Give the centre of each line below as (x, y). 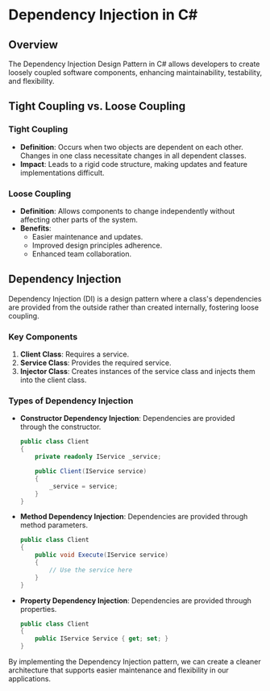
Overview (33, 45)
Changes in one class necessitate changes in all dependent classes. (133, 156)
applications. (29, 679)
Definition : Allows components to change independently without (127, 210)
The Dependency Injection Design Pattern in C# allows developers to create (134, 64)
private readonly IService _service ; (98, 457)
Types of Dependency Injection (71, 401)
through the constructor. (60, 427)
